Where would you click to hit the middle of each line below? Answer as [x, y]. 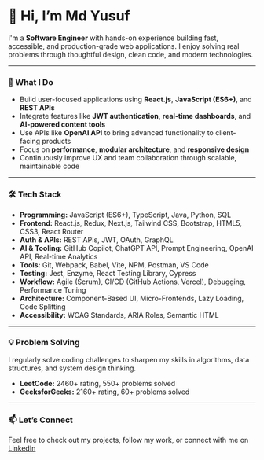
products [57, 142]
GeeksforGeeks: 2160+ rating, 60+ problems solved [104, 392]
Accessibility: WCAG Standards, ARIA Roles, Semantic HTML [119, 315]
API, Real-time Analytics [59, 256]
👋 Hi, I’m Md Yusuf [69, 16]
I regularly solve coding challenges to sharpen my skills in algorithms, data [129, 359]
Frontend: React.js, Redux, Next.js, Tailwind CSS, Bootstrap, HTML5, [130, 223]
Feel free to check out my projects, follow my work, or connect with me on [128, 440]
